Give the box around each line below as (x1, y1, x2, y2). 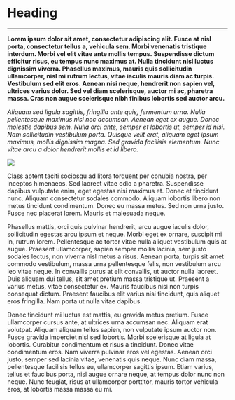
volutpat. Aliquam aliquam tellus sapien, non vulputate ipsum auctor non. (7, 325, 217, 333)
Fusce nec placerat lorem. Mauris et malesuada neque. (7, 209, 166, 217)
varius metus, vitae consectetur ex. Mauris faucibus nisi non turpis (7, 282, 199, 290)
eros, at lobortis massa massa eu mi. (7, 385, 113, 393)
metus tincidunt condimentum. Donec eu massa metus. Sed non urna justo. (7, 201, 225, 209)
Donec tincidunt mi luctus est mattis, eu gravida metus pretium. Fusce (7, 310, 208, 319)
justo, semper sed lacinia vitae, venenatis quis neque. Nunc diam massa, (7, 355, 217, 364)
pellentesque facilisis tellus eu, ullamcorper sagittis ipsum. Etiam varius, (7, 362, 214, 371)
